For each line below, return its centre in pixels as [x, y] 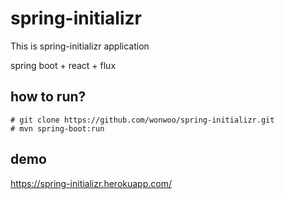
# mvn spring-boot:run [57, 128]
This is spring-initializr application [80, 46]
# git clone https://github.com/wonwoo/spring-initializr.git [142, 120]
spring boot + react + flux [63, 65]
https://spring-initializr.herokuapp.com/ [91, 183]
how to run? [48, 97]
